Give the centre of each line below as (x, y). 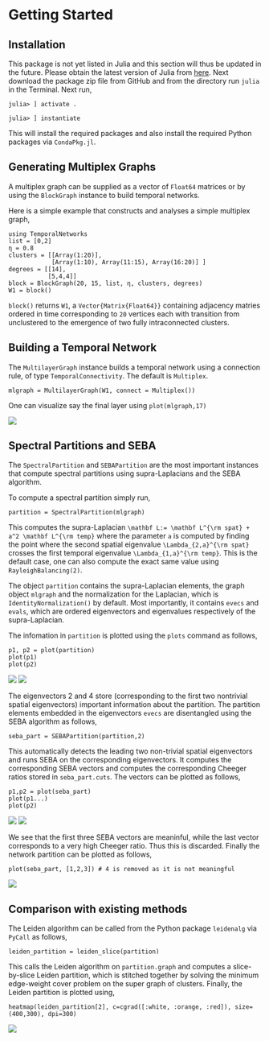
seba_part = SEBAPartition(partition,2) (77, 737)
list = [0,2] (30, 241)
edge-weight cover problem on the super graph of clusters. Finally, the (125, 984)
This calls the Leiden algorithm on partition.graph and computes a (120, 967)
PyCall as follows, (38, 937)
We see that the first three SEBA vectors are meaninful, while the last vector (134, 837)
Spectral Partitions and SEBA (82, 446)
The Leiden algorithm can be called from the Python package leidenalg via (132, 928)
